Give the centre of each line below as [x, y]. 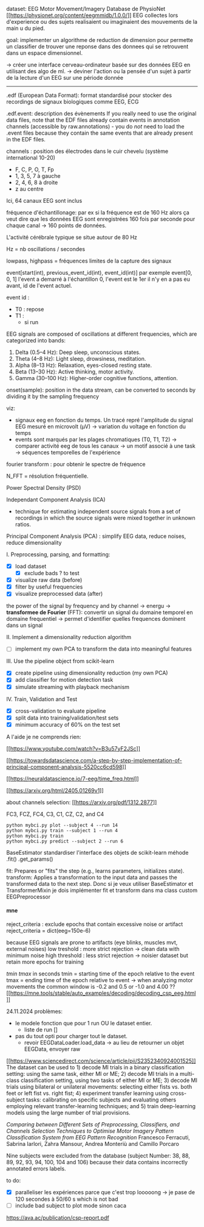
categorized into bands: [36, 340]
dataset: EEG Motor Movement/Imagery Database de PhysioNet [86, 9]
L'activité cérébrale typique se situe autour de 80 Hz [72, 237]
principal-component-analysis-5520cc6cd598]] [66, 766]
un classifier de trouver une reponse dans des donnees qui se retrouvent [97, 46]
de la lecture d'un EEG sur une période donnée [65, 78]
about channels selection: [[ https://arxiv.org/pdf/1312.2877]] [82, 802]
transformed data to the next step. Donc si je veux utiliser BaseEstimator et [100, 883]
